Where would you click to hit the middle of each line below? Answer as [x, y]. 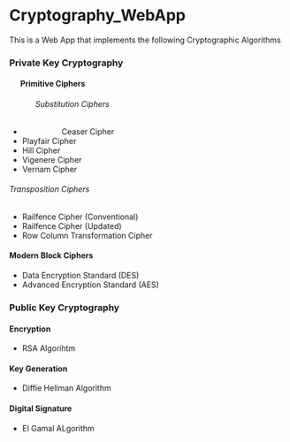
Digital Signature [41, 408]
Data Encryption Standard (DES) [80, 276]
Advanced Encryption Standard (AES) [90, 285]
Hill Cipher [41, 150]
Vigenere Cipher [52, 159]
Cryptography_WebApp [98, 15]
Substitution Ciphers [72, 104]
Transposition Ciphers [50, 189]
